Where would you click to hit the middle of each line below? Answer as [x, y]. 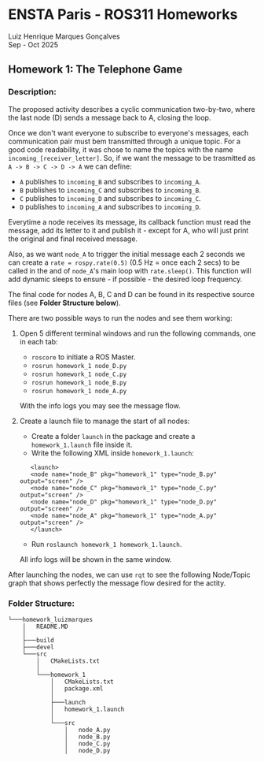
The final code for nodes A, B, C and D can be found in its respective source [132, 294]
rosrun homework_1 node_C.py [79, 374]
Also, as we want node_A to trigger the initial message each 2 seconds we [127, 254]
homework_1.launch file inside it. [82, 444]
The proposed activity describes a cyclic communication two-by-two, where [132, 109]
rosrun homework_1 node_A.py [79, 391]
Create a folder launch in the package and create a [113, 436]
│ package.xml [77, 688]
